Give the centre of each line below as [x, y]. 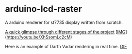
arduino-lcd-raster [44, 9]
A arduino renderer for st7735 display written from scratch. [64, 22]
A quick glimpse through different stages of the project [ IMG [65, 32]
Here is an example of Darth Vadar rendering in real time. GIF [66, 46]
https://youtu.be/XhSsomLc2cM [39, 37]
